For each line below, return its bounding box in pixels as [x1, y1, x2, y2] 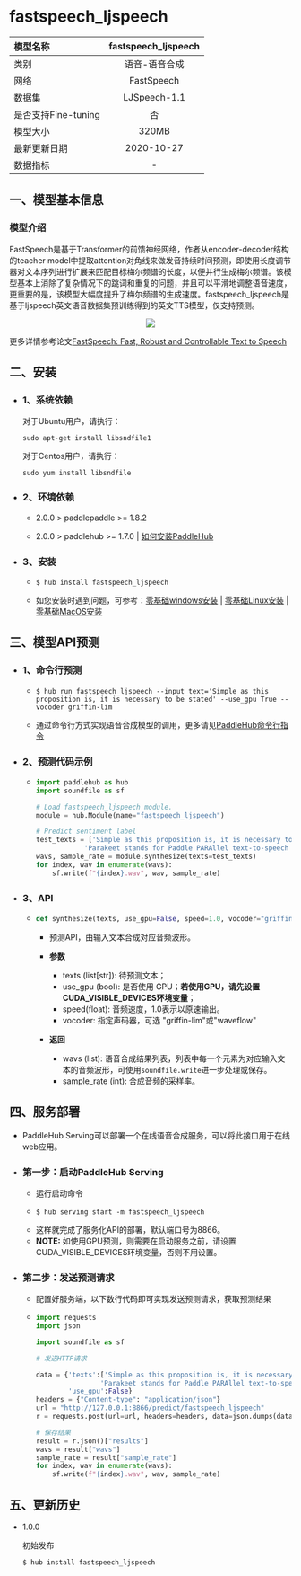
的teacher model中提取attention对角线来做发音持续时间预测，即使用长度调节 [9, 254, 291, 266]
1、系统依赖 [21, 394, 73, 406]
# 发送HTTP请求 [35, 1354, 88, 1363]
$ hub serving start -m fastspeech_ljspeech [35, 1207, 205, 1217]
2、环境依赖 [21, 491, 74, 504]
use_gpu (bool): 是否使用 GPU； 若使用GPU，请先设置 [62, 981, 261, 992]
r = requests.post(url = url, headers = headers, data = [35, 1412, 233, 1421]
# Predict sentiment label [35, 827, 137, 837]
